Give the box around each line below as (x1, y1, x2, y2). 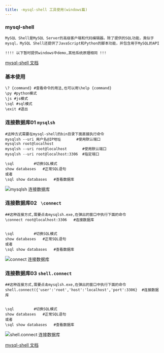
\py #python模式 (5, 91, 37, 96)
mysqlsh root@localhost (5, 141, 54, 146)
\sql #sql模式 (5, 102, 33, 107)
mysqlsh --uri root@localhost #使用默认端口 (5, 146, 107, 151)
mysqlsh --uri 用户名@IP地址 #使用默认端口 (5, 137, 101, 142)
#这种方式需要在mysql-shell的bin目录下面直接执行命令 (5, 131, 104, 136)
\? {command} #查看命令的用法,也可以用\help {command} (5, 86, 112, 91)
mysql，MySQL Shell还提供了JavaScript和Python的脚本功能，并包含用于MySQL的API (5, 40, 160, 46)
